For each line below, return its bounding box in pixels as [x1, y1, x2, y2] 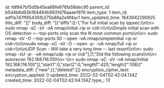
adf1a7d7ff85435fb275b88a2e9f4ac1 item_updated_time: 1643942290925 [5, 15, 156, 20]
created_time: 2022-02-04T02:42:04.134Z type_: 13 [5, 77, 110, 83]
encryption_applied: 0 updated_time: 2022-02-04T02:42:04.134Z [5, 72, 137, 78]
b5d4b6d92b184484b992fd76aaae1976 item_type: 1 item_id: [5, 9, 128, 15]
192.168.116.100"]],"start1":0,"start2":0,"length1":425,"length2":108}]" [5, 61, 143, 67]
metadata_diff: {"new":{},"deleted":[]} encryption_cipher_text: [5, 67, 130, 73]
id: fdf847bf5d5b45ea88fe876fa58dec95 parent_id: [5, 4, 110, 10]
